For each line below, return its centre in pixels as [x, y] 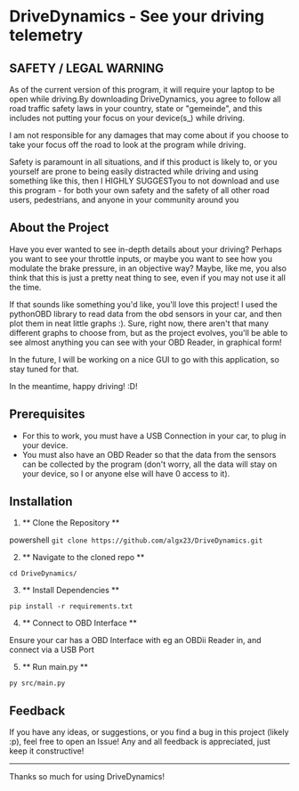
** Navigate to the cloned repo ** [83, 558]
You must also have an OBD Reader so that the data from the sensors [149, 454]
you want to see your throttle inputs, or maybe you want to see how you [141, 258]
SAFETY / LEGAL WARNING [87, 68]
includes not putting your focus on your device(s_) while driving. [127, 118]
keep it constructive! [47, 751]
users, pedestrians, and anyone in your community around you [124, 200]
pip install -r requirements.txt [71, 607]
